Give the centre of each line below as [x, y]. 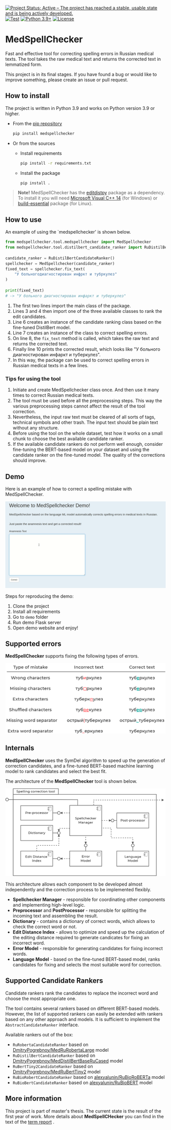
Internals [20, 748]
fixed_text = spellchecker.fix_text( [45, 269]
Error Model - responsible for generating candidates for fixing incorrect [88, 948]
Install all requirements [36, 612]
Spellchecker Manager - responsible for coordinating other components [89, 899]
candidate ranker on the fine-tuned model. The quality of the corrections [89, 455]
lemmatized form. [24, 64]
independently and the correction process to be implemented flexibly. [78, 889]
